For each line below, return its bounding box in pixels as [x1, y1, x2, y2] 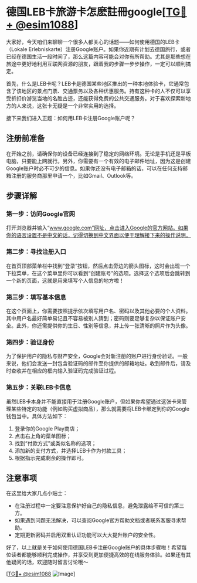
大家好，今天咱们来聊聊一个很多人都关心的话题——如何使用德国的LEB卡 [6, 38, 180, 45]
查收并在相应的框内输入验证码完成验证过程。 [11, 367, 119, 374]
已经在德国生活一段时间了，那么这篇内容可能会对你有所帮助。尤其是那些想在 [6, 53, 191, 60]
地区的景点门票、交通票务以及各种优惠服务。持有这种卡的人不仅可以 [21, 87, 186, 94]
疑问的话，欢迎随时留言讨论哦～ [11, 558, 89, 566]
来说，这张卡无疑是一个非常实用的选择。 [21, 102, 119, 109]
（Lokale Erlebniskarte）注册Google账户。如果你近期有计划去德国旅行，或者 [6, 45, 191, 53]
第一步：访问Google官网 [6, 210, 75, 218]
